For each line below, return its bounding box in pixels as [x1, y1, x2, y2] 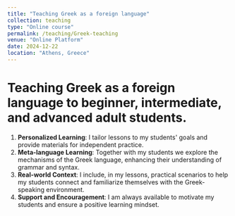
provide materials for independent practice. [17, 140, 144, 148]
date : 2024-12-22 [7, 43, 59, 50]
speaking [17, 185, 44, 193]
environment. [45, 185, 85, 193]
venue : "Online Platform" [7, 37, 83, 44]
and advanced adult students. [7, 110, 187, 126]
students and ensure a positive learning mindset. [17, 200, 160, 208]
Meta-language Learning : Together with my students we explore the [17, 148, 219, 156]
